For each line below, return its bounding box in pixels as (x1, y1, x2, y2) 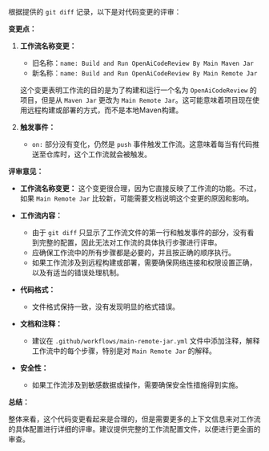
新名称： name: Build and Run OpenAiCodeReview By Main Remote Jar (31, 68, 258, 78)
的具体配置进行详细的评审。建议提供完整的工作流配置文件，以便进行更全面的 (8, 425, 261, 433)
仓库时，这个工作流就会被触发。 (46, 149, 152, 159)
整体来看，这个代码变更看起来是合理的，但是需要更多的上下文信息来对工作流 (8, 414, 261, 424)
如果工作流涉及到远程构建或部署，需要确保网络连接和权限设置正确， (31, 258, 257, 267)
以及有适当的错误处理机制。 (31, 268, 124, 277)
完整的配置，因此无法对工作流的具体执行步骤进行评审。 (38, 238, 222, 247)
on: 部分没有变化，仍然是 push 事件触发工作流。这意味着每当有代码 (31, 140, 253, 148)
